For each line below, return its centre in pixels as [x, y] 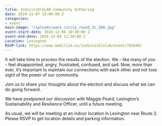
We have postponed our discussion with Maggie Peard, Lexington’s [72, 99]
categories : [17, 18]
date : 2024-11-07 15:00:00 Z [34, 14]
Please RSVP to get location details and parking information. [65, 118]
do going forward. [23, 89]
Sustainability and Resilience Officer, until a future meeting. [64, 104]
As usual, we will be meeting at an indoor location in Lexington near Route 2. [81, 113]
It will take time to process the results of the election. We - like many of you [80, 59]
